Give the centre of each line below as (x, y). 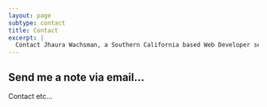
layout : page (30, 15)
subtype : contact (37, 23)
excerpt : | (26, 38)
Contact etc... (31, 96)
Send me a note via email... (77, 77)
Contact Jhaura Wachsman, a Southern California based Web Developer (133, 45)
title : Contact (33, 30)
